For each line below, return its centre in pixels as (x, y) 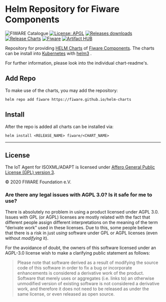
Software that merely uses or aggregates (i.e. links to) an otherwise (86, 278)
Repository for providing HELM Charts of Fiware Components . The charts (80, 48)
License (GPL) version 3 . (30, 173)
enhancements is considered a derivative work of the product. (81, 273)
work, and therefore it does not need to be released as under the (83, 289)
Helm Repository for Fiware (62, 9)
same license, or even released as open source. (66, 294)
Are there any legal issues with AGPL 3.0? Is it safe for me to (79, 195)
